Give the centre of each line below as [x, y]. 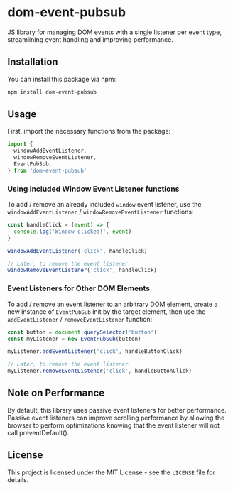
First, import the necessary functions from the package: [89, 131]
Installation [33, 62]
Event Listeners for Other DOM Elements [79, 288]
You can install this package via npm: [62, 79]
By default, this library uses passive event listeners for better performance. [117, 410]
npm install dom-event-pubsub [52, 92]
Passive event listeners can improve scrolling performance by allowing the [116, 418]
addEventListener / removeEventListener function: [80, 319]
